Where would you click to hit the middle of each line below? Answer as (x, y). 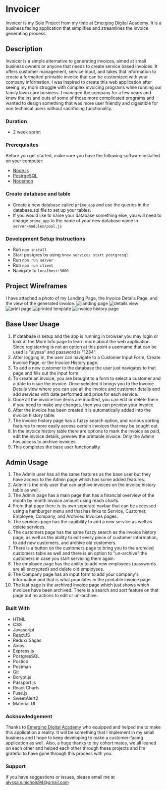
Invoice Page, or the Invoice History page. (56, 363)
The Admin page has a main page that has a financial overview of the (83, 495)
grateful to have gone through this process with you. (59, 753)
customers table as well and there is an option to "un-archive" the (80, 553)
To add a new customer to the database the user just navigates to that (84, 367)
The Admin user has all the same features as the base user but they (82, 474)
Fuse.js (20, 693)
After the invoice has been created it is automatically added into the (82, 410)
